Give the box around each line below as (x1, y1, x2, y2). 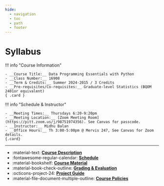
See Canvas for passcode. (88, 120, 141, 125)
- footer (9, 25, 27, 30)
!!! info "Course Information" (5, 62, 62, 68)
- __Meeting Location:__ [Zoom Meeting (5, 115, 86, 120)
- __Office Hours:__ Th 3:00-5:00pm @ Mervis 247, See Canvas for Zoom (5, 128, 154, 133)
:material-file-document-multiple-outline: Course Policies (12, 176, 128, 182)
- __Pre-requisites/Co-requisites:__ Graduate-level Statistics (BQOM (5, 85, 152, 90)
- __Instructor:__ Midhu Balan (5, 124, 69, 129)
